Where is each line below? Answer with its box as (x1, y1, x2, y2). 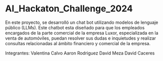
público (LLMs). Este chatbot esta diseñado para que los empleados (5, 24, 145, 30)
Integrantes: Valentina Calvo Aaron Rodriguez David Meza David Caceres (5, 50, 155, 56)
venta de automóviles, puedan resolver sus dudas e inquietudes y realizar (5, 35, 157, 41)
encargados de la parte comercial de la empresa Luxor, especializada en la (5, 30, 159, 36)
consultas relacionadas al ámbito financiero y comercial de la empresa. (5, 40, 151, 46)
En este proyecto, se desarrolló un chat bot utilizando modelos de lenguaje (5, 19, 159, 25)
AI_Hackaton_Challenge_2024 (5, 3, 133, 14)
